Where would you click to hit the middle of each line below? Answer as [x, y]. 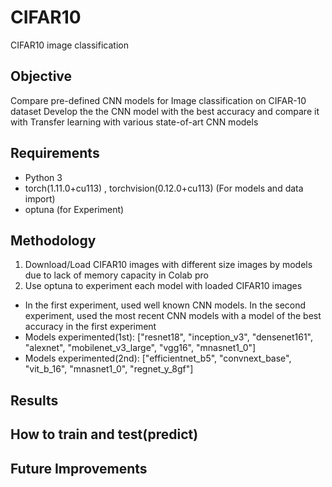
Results [34, 400]
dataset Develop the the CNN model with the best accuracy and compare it [165, 111]
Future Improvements [79, 468]
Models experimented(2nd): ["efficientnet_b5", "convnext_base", [158, 358]
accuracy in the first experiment [90, 327]
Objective [41, 76]
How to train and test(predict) [104, 434]
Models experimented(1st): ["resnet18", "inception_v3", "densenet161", [169, 337]
